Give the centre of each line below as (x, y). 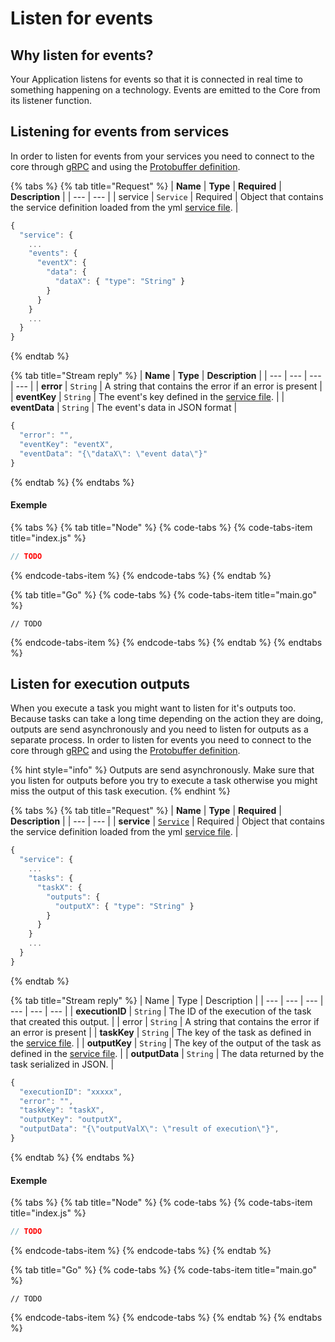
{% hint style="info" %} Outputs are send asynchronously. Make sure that (162, 770)
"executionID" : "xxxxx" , (71, 1092)
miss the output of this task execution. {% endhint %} (120, 791)
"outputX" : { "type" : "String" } (124, 906)
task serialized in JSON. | (62, 1064)
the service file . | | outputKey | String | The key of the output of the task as (166, 1043)
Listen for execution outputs (100, 684)
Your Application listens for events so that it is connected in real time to (156, 79)
